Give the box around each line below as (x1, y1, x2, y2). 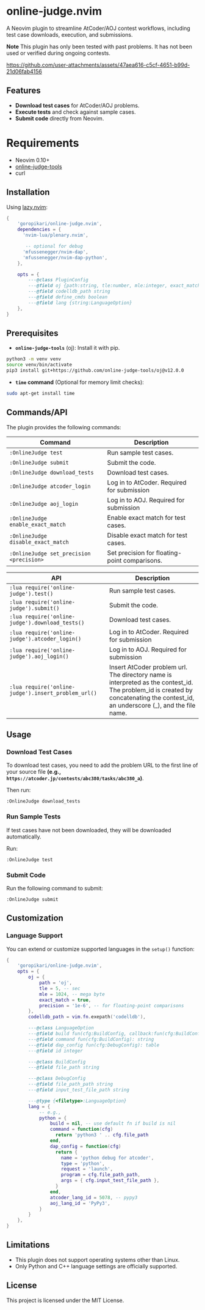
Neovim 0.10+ (15, 156, 50, 163)
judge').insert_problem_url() (9, 689, 98, 697)
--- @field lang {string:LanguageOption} (28, 300, 132, 306)
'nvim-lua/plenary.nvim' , (22, 232, 88, 239)
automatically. (6, 833, 41, 840)
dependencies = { (17, 226, 62, 233)
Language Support (6, 931, 63, 940)
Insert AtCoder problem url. (109, 662, 188, 671)
